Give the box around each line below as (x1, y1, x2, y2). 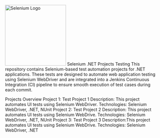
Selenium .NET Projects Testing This (67, 61, 140, 67)
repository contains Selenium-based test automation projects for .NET (5, 66, 146, 72)
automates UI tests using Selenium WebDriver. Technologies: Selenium (5, 102, 147, 107)
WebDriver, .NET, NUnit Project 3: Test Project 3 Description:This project (5, 117, 151, 122)
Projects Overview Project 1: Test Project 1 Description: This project (5, 96, 140, 102)
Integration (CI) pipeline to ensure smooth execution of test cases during (5, 82, 151, 87)
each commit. (5, 87, 33, 92)
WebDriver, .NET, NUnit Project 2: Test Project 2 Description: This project (5, 107, 152, 112)
